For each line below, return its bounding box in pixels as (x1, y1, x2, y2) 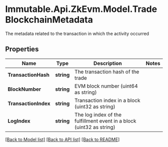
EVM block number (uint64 (74, 82, 138, 89)
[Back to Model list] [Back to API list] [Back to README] (5, 136, 120, 143)
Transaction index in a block (74, 97, 140, 104)
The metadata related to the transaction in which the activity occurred (5, 30, 149, 36)
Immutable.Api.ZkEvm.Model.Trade (5, 3, 157, 15)
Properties (5, 45, 39, 53)
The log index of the (74, 111, 121, 118)
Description (93, 60, 122, 67)
